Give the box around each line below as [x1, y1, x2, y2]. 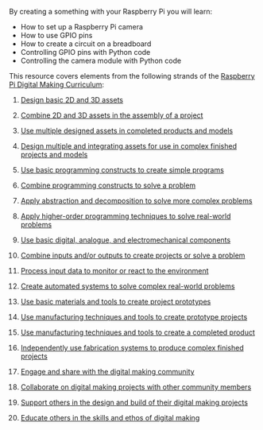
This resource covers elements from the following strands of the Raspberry [9, 72, 255, 80]
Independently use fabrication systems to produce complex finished [20, 343, 245, 352]
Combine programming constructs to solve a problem [20, 180, 196, 190]
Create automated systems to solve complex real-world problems [20, 281, 235, 291]
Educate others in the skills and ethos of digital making [20, 413, 200, 422]
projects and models [20, 150, 88, 159]
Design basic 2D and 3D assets [20, 95, 124, 104]
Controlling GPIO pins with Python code [20, 48, 151, 56]
